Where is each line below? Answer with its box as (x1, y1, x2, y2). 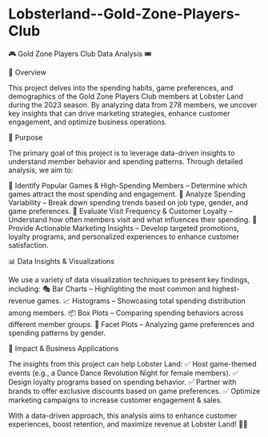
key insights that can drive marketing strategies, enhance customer (8, 108, 230, 118)
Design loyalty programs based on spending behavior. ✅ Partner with (8, 377, 237, 386)
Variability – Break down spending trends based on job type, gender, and (8, 197, 249, 207)
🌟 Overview (8, 67, 46, 77)
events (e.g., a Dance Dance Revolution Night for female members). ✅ (8, 368, 239, 378)
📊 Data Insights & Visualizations (8, 256, 114, 265)
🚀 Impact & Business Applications (8, 343, 119, 353)
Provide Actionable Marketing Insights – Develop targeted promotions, (8, 223, 240, 233)
